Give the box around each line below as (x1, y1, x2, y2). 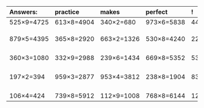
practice (54, 8, 80, 16)
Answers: (9, 8, 38, 16)
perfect (145, 8, 168, 16)
